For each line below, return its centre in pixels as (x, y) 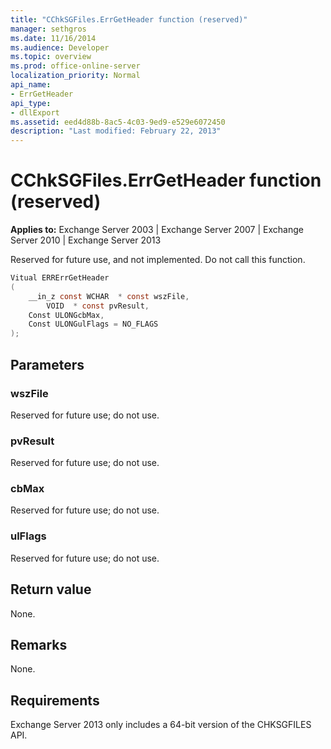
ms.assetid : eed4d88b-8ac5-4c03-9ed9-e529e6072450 (118, 122)
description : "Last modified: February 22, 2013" (116, 131)
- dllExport (35, 112)
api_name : (31, 85)
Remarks (39, 644)
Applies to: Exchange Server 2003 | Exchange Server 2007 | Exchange (157, 230)
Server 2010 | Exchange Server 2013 (86, 240)
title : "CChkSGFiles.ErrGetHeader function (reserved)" (129, 19)
